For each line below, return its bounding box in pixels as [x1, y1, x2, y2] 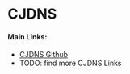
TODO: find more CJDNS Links [19, 58, 122, 68]
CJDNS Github [19, 50, 69, 60]
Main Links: [7, 31, 48, 41]
